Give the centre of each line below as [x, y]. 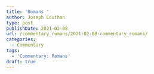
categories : [21, 39]
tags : [13, 51]
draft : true [21, 61]
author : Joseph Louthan [36, 17]
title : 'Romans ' [28, 12]
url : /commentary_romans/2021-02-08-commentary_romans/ [77, 34]
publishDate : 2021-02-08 [37, 28]
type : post [20, 23]
